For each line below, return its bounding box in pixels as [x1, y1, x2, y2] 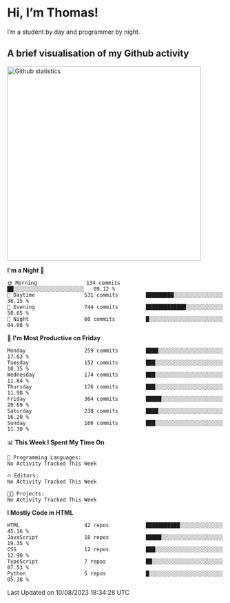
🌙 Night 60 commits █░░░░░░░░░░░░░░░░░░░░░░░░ [7, 315, 224, 322]
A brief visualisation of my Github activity [7, 48, 189, 59]
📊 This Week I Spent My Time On [7, 438, 105, 446]
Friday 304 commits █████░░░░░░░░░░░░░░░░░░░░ [7, 395, 224, 402]
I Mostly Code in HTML [7, 508, 74, 517]
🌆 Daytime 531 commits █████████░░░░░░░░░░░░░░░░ [7, 291, 224, 298]
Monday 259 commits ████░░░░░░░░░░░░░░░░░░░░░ [7, 347, 224, 354]
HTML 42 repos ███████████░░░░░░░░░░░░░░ [7, 522, 224, 528]
